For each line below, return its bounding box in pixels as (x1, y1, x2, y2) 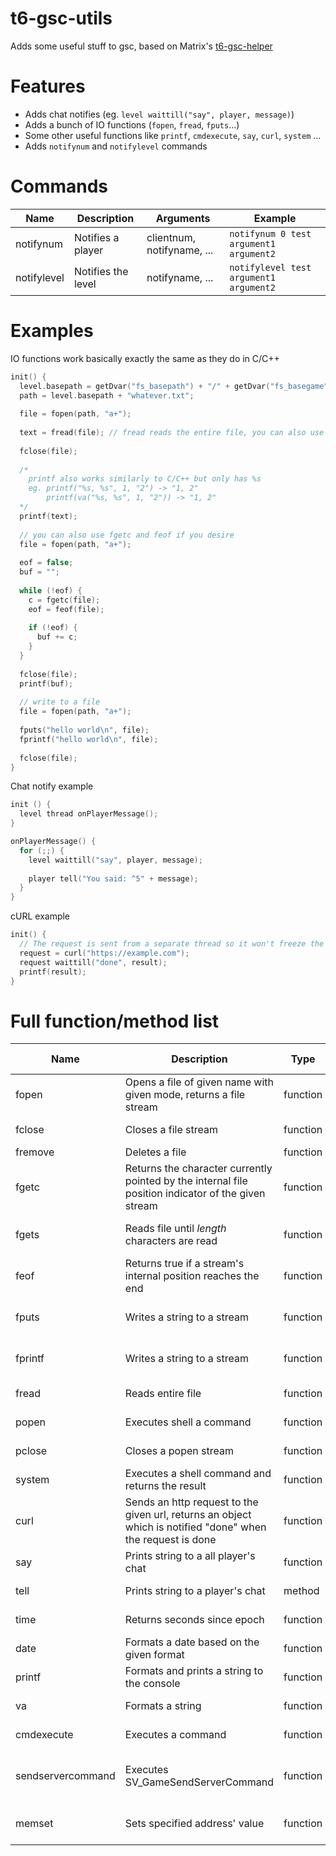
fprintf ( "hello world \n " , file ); (19, 734, 159, 744)
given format (124, 1648, 185, 1662)
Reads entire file (124, 1387, 202, 1401)
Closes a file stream (124, 1123, 219, 1137)
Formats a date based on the (124, 1635, 260, 1649)
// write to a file (19, 697, 101, 707)
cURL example (10, 910, 71, 922)
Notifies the (73, 264, 129, 278)
